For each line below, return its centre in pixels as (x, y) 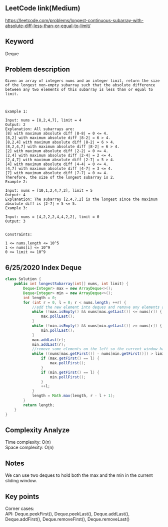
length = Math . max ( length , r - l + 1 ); (73, 396)
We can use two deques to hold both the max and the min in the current (79, 475)
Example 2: (16, 182)
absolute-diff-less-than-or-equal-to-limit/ (48, 26)
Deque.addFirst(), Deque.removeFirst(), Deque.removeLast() (67, 519)
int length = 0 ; (40, 298)
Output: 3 (15, 221)
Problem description (37, 70)
